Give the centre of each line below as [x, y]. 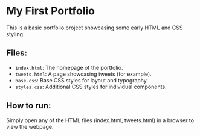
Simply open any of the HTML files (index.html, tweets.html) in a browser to [100, 120]
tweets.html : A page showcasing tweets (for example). [83, 74]
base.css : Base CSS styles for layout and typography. [81, 80]
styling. [15, 34]
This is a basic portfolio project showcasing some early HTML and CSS [95, 28]
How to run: [29, 106]
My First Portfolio [51, 11]
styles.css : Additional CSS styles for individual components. [91, 87]
